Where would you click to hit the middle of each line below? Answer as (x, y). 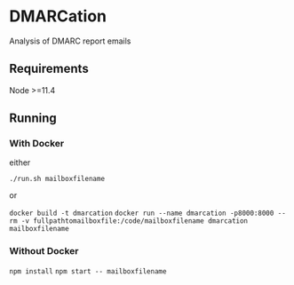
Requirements (49, 69)
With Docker (37, 144)
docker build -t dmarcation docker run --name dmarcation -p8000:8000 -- (147, 214)
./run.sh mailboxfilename (57, 179)
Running (33, 119)
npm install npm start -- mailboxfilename (88, 271)
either (20, 162)
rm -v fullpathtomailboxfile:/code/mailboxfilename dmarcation (129, 221)
